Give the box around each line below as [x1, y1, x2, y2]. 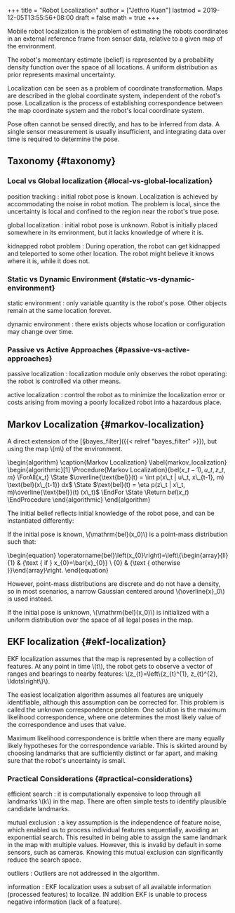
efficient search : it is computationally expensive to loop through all [7, 789, 201, 799]
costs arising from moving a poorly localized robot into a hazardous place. [7, 398, 222, 406]
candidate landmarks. [7, 805, 70, 813]
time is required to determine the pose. [7, 135, 120, 143]
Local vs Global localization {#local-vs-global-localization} [7, 176, 213, 186]
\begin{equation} [7, 551, 57, 560]
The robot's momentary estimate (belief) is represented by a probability [7, 55, 214, 64]
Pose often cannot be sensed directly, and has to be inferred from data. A [7, 120, 220, 128]
